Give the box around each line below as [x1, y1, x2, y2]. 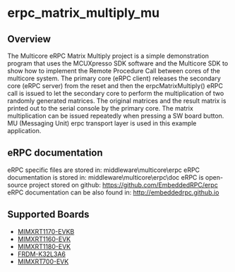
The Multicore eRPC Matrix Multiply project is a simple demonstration [7, 51, 210, 60]
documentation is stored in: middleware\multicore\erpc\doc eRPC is [7, 173, 204, 181]
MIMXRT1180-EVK [17, 242, 71, 251]
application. [7, 127, 42, 135]
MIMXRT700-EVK [17, 257, 69, 266]
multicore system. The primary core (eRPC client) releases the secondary [7, 74, 221, 82]
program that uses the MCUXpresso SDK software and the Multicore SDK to [7, 59, 229, 68]
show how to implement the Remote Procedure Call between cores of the [7, 67, 220, 75]
